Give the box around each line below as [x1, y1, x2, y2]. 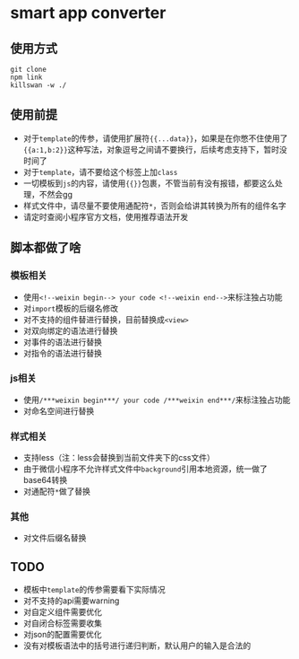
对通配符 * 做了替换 [22, 486, 90, 496]
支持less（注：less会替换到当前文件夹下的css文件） [22, 453, 216, 463]
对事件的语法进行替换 [22, 336, 102, 347]
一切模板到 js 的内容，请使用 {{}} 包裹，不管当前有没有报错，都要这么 [22, 178, 276, 189]
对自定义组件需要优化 [22, 607, 102, 618]
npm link [10, 73, 43, 82]
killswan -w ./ [10, 81, 67, 90]
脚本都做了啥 [10, 241, 81, 256]
